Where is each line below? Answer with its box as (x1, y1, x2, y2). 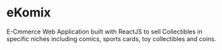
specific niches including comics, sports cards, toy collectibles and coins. (6, 34, 216, 42)
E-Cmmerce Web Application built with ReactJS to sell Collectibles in (6, 27, 203, 36)
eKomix (6, 5, 51, 21)
